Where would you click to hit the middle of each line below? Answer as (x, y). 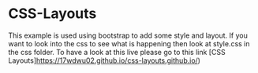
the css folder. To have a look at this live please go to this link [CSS (117, 52)
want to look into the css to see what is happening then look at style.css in (129, 43)
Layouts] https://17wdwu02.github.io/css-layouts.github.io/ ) (105, 60)
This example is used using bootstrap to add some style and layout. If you (128, 35)
